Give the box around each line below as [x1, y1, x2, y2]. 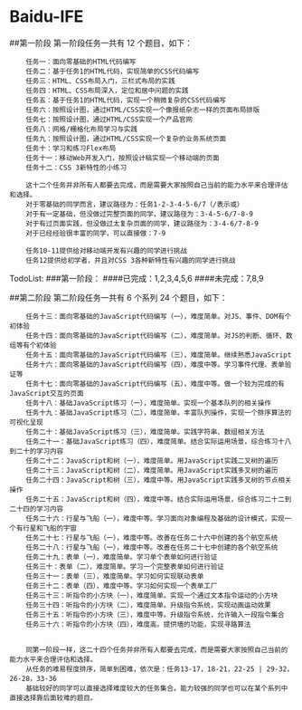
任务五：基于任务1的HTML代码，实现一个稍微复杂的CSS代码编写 [25, 95, 227, 105]
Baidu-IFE [9, 6, 84, 27]
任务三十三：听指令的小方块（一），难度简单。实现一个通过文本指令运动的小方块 [25, 590, 278, 600]
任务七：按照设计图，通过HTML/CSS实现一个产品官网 [25, 115, 193, 124]
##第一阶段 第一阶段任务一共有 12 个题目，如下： [9, 37, 193, 48]
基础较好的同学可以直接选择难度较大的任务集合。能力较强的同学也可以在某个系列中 [25, 684, 288, 693]
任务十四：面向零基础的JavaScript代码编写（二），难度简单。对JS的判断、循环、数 [25, 331, 293, 341]
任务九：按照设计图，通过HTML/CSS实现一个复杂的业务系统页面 [25, 134, 227, 143]
